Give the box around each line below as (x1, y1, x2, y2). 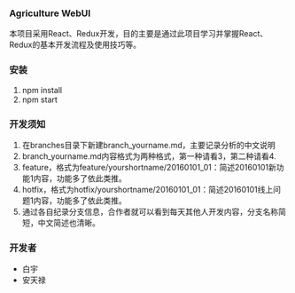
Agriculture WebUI (9, 7, 91, 20)
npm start (21, 94, 58, 105)
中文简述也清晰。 (37, 217, 100, 228)
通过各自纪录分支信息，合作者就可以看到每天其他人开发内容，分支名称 (21, 206, 279, 217)
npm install (21, 84, 63, 95)
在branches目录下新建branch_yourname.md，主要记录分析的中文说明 (21, 139, 276, 150)
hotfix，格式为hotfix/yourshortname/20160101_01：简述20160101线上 (21, 184, 274, 194)
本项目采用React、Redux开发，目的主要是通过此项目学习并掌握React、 (9, 28, 268, 39)
